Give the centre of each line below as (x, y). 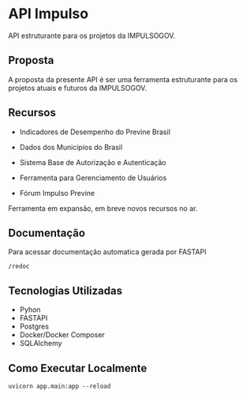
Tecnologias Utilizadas (65, 290)
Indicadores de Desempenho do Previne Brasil (95, 132)
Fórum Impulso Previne (57, 193)
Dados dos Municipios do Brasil (71, 147)
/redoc (19, 267)
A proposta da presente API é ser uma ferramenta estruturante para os (123, 79)
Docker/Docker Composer (62, 335)
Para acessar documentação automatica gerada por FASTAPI (107, 252)
